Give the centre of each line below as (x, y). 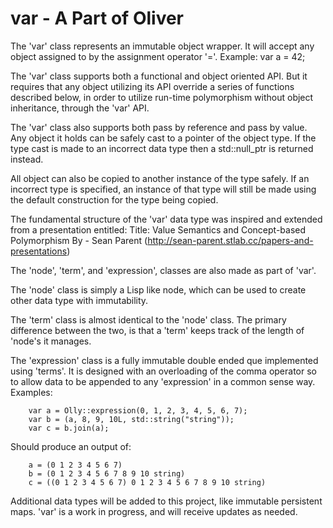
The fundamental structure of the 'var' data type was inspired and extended (166, 219)
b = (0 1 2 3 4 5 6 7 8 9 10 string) (107, 473)
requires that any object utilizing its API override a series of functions (152, 86)
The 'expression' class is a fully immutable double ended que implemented (164, 360)
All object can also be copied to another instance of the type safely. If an (160, 178)
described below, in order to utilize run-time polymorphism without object (162, 97)
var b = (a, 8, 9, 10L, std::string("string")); (131, 419)
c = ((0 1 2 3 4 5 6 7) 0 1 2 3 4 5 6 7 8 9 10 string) (147, 482)
